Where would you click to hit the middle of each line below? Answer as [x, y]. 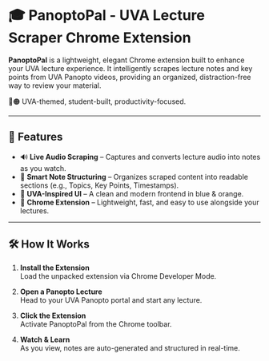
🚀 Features [36, 137]
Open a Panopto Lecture [61, 292]
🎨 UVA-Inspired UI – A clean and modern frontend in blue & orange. [132, 193]
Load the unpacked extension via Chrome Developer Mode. [118, 276]
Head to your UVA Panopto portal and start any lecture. [111, 300]
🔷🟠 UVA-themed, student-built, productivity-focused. [97, 101]
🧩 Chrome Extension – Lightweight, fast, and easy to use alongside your [139, 202]
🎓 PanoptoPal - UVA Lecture [107, 16]
